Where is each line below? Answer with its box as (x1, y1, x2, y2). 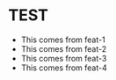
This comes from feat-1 (20, 34, 106, 45)
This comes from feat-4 (20, 62, 107, 73)
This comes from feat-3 (20, 53, 107, 63)
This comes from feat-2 (20, 43, 107, 54)
